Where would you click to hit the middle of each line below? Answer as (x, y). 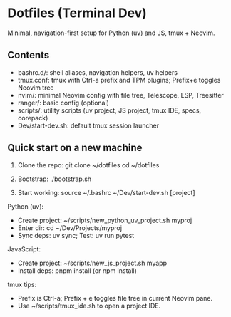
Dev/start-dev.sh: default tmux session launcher (88, 125)
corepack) (33, 118)
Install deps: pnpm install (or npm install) (77, 270)
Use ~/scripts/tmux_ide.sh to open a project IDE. (89, 306)
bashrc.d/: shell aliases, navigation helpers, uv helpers (98, 72)
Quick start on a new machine (75, 148)
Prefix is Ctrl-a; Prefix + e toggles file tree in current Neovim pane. (115, 298)
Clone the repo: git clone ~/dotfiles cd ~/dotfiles (88, 165)
